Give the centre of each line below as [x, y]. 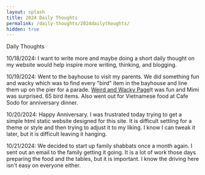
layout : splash [26, 12]
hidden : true [23, 29]
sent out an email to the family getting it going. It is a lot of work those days [101, 152]
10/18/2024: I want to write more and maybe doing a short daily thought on [100, 58]
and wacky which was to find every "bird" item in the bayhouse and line [97, 83]
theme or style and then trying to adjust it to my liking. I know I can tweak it [101, 128]
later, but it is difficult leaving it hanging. [57, 134]
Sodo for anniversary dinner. [42, 103]
